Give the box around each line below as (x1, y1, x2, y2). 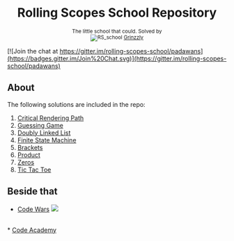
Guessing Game (17, 121, 64, 129)
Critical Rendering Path (17, 113, 84, 122)
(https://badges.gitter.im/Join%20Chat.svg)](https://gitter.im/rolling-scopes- (7, 54, 227, 63)
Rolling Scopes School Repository (17, 5, 217, 21)
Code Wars (17, 205, 50, 213)
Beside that (7, 185, 58, 197)
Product (17, 151, 40, 159)
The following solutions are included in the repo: (7, 100, 146, 108)
